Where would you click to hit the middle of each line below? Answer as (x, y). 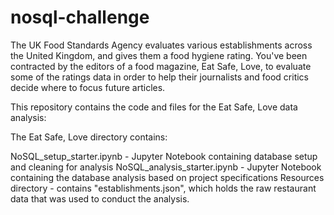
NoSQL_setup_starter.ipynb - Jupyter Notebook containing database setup (164, 156)
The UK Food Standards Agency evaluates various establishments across (161, 45)
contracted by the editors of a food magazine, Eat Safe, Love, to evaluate (161, 66)
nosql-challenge (80, 17)
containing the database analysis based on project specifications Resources (167, 177)
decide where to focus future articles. (88, 87)
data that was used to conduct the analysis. (100, 198)
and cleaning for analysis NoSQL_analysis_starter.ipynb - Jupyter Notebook (166, 167)
